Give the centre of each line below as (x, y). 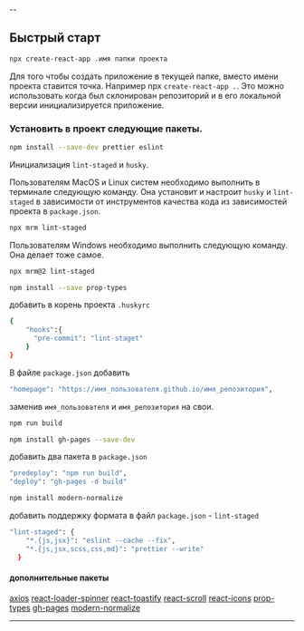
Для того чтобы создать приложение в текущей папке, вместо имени (144, 76)
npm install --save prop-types (68, 287)
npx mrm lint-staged (48, 228)
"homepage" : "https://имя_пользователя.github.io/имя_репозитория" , (141, 389)
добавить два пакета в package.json (78, 457)
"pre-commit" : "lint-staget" (88, 339)
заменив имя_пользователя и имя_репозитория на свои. (112, 406)
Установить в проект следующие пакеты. (106, 129)
